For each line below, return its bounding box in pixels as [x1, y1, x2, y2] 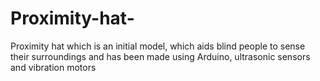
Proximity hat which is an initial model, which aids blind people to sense [10, 40, 306, 52]
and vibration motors [10, 61, 97, 73]
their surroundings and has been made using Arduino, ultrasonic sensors [10, 50, 311, 62]
